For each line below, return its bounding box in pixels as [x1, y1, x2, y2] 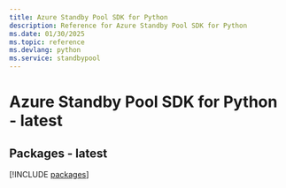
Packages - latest [9, 146, 108, 161]
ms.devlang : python [9, 46, 81, 55]
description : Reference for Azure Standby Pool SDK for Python [9, 21, 248, 30]
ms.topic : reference [9, 37, 86, 47]
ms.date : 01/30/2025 [9, 29, 86, 38]
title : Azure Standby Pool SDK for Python [9, 12, 168, 22]
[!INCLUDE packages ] [9, 169, 89, 179]
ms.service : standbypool [9, 54, 101, 63]
